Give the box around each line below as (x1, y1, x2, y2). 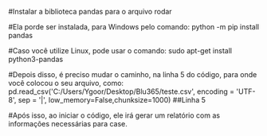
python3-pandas (8, 55, 64, 64)
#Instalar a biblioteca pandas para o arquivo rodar (8, 7, 173, 16)
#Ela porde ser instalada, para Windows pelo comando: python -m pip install (8, 22, 260, 31)
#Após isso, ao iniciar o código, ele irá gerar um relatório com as (8, 111, 221, 120)
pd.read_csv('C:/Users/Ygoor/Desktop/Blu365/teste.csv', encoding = (8, 87, 235, 96)
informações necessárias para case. (8, 119, 128, 128)
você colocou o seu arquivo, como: (8, 79, 124, 87)
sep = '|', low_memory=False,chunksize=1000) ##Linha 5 (18, 95, 206, 104)
